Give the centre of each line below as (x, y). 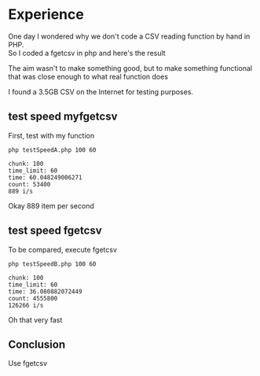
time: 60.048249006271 (45, 177)
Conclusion (37, 344)
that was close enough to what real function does (88, 76)
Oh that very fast (35, 319)
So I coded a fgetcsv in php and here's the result (87, 53)
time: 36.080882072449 (45, 291)
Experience (46, 15)
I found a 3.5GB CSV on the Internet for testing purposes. (101, 91)
